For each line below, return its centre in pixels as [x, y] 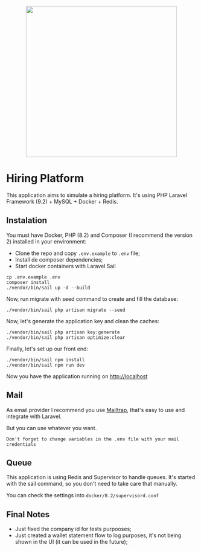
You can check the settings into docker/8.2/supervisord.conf [83, 495]
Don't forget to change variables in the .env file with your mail [93, 439]
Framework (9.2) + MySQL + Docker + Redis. [62, 201]
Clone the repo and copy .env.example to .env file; [77, 253]
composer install [28, 282]
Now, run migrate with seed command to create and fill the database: [92, 298]
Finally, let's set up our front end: [47, 349]
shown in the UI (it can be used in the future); [71, 542]
